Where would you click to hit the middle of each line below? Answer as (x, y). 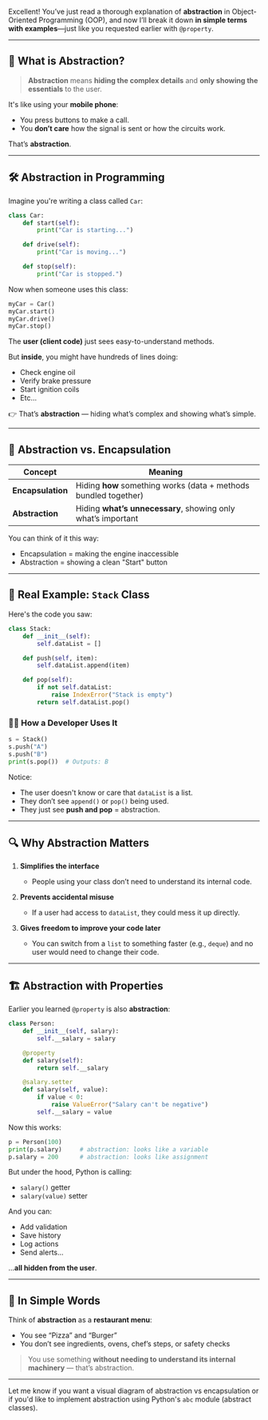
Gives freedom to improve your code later (90, 928)
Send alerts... (41, 1252)
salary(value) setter (53, 1196)
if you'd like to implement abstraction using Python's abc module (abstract (130, 1399)
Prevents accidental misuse (67, 897)
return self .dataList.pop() (83, 702)
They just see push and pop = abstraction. (90, 809)
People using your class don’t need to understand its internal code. (142, 882)
